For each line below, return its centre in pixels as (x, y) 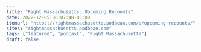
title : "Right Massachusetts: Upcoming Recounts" (70, 12)
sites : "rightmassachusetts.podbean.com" (59, 28)
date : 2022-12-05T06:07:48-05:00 (48, 17)
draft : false (23, 39)
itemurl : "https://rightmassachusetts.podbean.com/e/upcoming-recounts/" (101, 23)
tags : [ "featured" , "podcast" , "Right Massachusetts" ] (77, 34)
